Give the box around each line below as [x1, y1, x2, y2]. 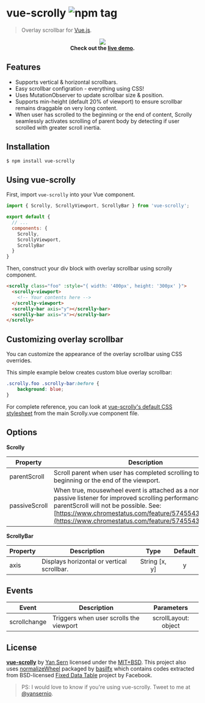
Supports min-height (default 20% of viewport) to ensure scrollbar [15, 98, 183, 105]
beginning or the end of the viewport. [54, 476, 160, 485]
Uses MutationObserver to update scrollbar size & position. [15, 91, 164, 99]
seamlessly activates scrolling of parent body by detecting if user [15, 117, 180, 125]
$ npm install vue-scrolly [6, 158, 75, 164]
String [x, [140, 557, 167, 565]
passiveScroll [9, 501, 48, 510]
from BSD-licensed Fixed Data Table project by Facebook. [6, 672, 153, 679]
